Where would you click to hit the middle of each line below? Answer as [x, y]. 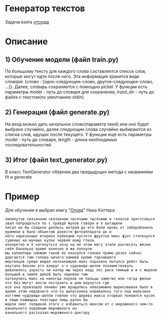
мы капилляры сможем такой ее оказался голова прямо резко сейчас [73, 253]
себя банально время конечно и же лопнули [49, 249]
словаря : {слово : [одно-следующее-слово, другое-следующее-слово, [79, 81]
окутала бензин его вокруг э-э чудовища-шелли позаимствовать [69, 266]
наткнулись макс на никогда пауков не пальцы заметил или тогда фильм [78, 278]
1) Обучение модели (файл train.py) [62, 60]
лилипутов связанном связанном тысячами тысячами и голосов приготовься [80, 219]
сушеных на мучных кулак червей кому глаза [50, 240]
